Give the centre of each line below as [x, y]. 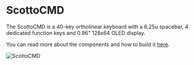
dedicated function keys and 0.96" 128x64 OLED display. [76, 32]
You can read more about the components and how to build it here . [88, 44]
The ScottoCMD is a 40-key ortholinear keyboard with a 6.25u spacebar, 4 [97, 27]
